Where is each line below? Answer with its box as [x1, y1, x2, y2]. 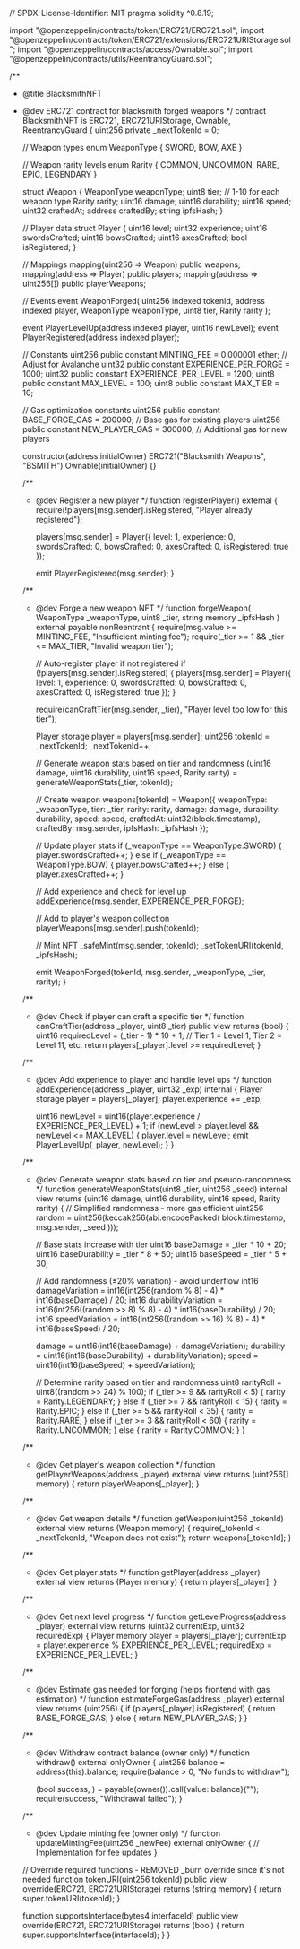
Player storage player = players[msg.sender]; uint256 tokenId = [35, 731, 270, 741]
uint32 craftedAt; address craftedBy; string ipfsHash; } [21, 205, 224, 216]
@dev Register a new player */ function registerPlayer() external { [35, 495, 278, 506]
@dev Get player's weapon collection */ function [35, 1460, 216, 1469]
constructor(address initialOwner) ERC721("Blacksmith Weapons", [21, 451, 266, 461]
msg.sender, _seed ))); [35, 1222, 119, 1232]
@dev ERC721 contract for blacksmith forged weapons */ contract [21, 106, 267, 116]
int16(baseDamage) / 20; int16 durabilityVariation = [35, 1295, 223, 1305]
